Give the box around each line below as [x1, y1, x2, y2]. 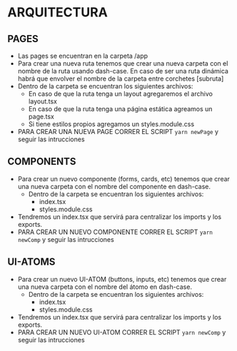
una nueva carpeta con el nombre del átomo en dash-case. [17, 283, 193, 291]
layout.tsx [28, 97, 57, 106]
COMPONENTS [7, 156, 76, 168]
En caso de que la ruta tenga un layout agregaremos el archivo [28, 90, 213, 98]
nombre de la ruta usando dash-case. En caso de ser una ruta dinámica [17, 67, 228, 75]
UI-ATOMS [7, 256, 56, 268]
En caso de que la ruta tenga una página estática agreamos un [28, 105, 213, 113]
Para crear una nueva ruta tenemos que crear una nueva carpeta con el [17, 59, 228, 68]
